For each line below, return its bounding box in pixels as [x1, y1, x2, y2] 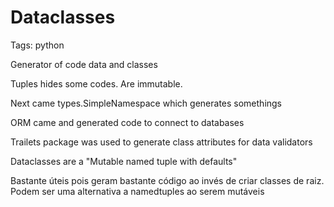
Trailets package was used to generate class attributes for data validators [10, 136, 313, 148]
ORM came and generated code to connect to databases [10, 116, 245, 128]
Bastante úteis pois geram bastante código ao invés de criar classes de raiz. [10, 174, 325, 186]
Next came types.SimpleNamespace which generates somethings [10, 97, 283, 109]
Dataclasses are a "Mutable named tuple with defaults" [10, 155, 238, 167]
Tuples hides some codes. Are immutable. [10, 77, 183, 90]
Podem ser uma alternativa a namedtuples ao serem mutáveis [10, 185, 265, 197]
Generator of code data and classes [10, 58, 158, 70]
